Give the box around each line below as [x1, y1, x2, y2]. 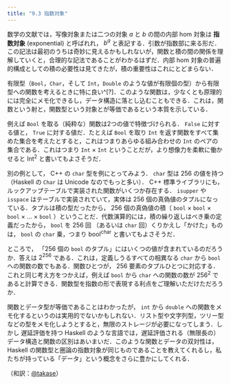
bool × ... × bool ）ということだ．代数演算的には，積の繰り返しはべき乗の [7, 212, 217, 221]
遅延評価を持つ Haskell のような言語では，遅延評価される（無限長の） [20, 328, 220, 336]
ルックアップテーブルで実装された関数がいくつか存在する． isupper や [7, 186, 207, 194]
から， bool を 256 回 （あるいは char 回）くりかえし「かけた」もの [30, 221, 223, 229]
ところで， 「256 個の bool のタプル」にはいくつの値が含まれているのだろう [7, 244, 223, 252]
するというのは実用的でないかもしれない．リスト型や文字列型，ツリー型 [19, 311, 224, 319]
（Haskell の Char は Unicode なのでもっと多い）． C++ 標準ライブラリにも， [7, 177, 223, 186]
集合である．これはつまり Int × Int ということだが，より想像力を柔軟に [7, 145, 211, 154]
